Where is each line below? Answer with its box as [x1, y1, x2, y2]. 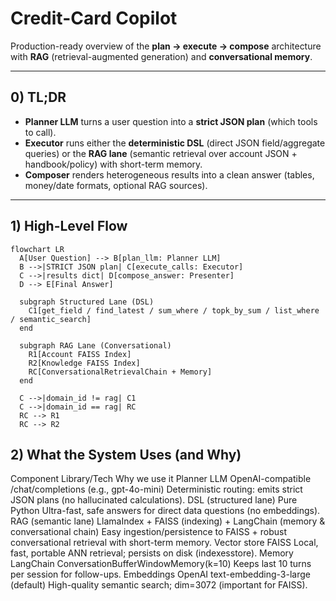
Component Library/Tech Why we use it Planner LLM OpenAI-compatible [10, 473, 312, 485]
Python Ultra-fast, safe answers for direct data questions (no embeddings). [10, 505, 321, 517]
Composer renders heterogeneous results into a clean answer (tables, [24, 168, 315, 181]
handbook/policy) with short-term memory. [24, 158, 203, 170]
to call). [24, 126, 57, 138]
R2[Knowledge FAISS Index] [28, 358, 141, 368]
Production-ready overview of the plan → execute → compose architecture [10, 40, 322, 52]
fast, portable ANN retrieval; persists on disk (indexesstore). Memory [10, 547, 294, 559]
